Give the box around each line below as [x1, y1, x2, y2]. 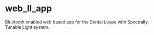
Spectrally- [127, 19, 150, 25]
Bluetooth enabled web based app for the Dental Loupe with [5, 19, 127, 25]
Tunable [5, 24, 22, 30]
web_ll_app [5, 3, 52, 14]
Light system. [22, 24, 50, 30]
